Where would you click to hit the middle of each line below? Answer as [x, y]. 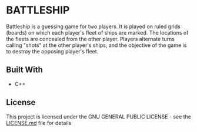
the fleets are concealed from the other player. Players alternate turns [91, 39]
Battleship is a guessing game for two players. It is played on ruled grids [93, 26]
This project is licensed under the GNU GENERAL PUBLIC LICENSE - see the [98, 116]
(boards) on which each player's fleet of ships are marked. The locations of [97, 32]
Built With [24, 70]
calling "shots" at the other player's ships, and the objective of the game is [96, 45]
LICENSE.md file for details [39, 123]
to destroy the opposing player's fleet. [52, 51]
